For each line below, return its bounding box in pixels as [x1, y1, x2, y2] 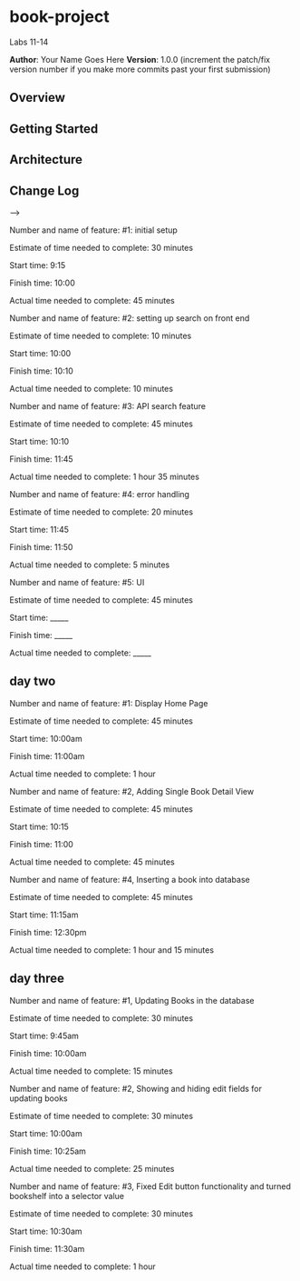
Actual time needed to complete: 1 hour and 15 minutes [9, 944, 215, 956]
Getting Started [9, 121, 99, 136]
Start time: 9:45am [9, 1030, 80, 1041]
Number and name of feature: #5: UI [9, 576, 145, 587]
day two [9, 674, 56, 689]
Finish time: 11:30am [9, 1243, 85, 1254]
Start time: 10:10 [9, 435, 70, 446]
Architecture [9, 152, 83, 167]
